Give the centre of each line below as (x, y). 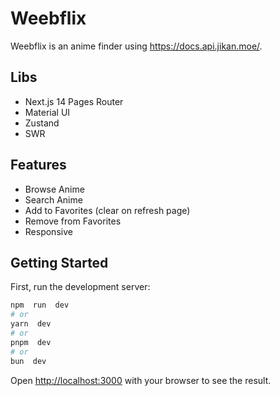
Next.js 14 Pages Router (74, 101)
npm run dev (40, 305)
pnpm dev (31, 342)
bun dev (28, 361)
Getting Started (59, 262)
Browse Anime (54, 189)
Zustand (42, 123)
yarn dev (31, 324)
